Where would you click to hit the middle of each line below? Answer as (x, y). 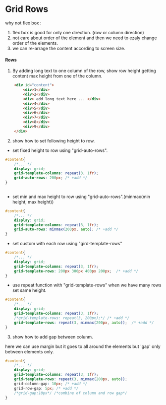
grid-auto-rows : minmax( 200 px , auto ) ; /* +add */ (66, 229)
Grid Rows (27, 9)
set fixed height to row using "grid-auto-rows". (60, 150)
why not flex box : (23, 23)
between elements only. (29, 351)
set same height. (29, 290)
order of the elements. (35, 43)
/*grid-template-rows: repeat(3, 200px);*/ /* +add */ (72, 318)
